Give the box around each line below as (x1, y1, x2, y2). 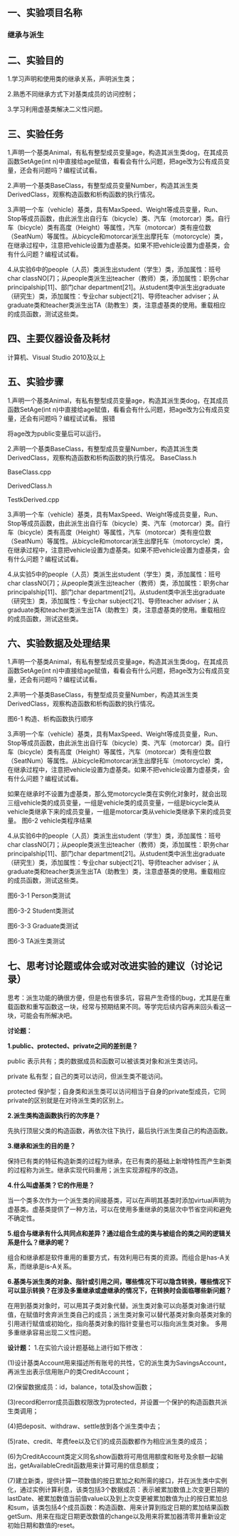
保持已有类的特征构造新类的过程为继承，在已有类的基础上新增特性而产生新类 (7, 1157, 232, 1165)
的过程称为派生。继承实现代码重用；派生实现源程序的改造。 (7, 1166, 182, 1175)
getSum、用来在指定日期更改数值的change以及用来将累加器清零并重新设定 (7, 1512, 227, 1521)
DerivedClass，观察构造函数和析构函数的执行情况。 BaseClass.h (7, 453, 197, 462)
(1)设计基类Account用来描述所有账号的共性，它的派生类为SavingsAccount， (7, 1359, 230, 1367)
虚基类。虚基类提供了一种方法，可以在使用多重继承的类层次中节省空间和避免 (7, 1205, 232, 1214)
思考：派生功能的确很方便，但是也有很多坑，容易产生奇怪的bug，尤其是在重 (7, 993, 231, 1002)
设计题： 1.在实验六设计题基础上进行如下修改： (7, 1343, 144, 1352)
